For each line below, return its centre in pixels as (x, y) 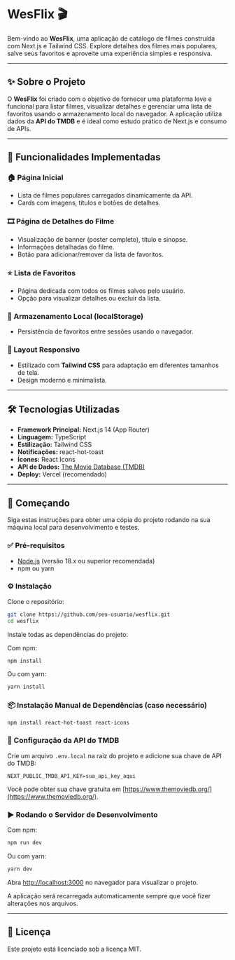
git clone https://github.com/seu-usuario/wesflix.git (89, 615)
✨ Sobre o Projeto (47, 82)
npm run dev (24, 843)
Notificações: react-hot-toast (60, 452)
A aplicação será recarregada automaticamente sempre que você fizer (109, 896)
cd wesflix (23, 621)
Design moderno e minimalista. (62, 380)
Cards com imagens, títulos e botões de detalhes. (89, 203)
